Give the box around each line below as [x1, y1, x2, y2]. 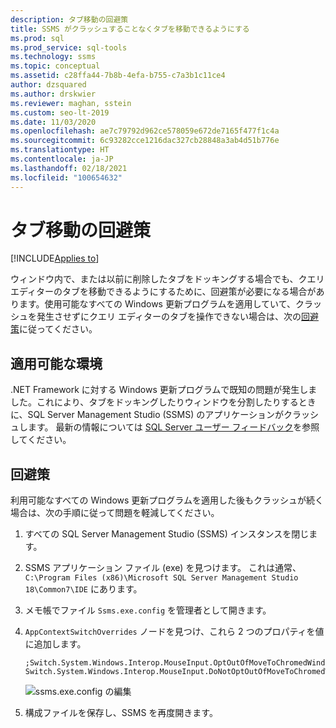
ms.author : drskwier [10, 89, 97, 99]
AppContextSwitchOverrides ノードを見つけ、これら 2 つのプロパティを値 [24, 626, 325, 638]
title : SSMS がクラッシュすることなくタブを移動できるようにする [10, 24, 250, 34]
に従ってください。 [19, 323, 98, 335]
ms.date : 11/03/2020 [10, 117, 97, 127]
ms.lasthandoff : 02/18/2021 [10, 163, 128, 173]
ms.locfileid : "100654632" [10, 172, 123, 183]
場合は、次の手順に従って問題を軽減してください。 [10, 507, 220, 519]
